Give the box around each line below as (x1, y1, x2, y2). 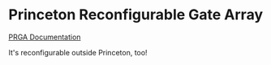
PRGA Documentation (8, 32, 81, 42)
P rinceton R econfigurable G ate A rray (8, 6, 264, 24)
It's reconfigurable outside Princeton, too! (8, 47, 148, 57)
